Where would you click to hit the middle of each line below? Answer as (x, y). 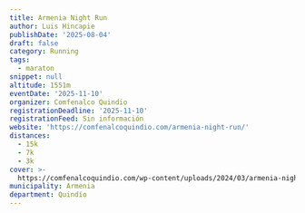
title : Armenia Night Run (58, 18)
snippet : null (36, 77)
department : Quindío (49, 195)
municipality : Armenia (52, 187)
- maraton (36, 69)
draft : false (34, 43)
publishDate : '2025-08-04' (60, 34)
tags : (20, 60)
